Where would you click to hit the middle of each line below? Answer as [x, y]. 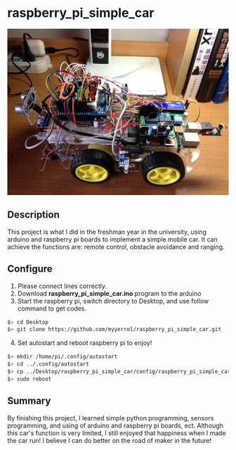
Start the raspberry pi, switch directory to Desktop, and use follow [113, 301]
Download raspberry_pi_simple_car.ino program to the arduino [109, 293]
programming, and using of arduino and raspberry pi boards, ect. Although [115, 425]
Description [33, 215]
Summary [29, 401]
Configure [30, 269]
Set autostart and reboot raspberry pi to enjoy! [85, 343]
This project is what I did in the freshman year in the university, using [107, 232]
